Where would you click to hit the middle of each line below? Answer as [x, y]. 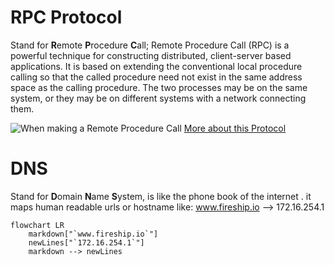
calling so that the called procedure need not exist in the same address [156, 77]
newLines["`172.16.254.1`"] [86, 242]
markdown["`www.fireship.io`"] [93, 234]
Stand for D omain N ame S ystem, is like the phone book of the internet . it [161, 196]
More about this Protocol [235, 128]
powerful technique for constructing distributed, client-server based [151, 55]
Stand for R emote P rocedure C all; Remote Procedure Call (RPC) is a [150, 45]
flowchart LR [37, 225]
